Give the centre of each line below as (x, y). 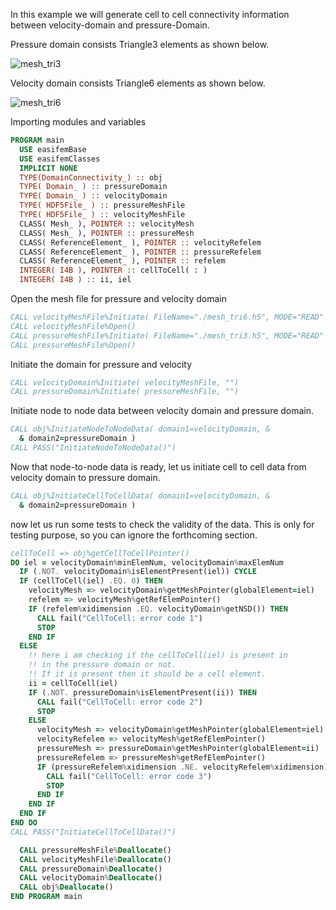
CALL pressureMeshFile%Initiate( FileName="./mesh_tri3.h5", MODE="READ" (167, 335)
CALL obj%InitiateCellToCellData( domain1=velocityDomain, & (140, 495)
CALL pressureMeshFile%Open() (73, 345)
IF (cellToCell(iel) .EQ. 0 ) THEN (91, 581)
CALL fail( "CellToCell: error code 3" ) (129, 776)
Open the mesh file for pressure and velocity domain (119, 298)
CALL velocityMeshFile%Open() (73, 326)
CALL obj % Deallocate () (66, 887)
